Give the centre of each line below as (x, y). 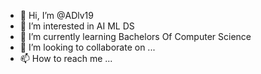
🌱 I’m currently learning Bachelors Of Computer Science (135, 36)
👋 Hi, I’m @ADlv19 (56, 15)
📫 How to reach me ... (66, 58)
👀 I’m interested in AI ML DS (77, 26)
